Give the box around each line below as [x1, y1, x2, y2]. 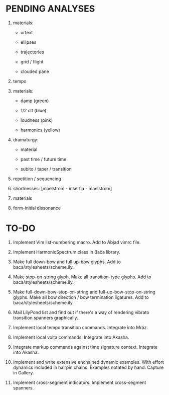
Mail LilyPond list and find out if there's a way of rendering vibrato [13, 309, 149, 315]
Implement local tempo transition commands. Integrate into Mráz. [13, 324, 148, 330]
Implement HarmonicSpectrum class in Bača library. [13, 249, 121, 255]
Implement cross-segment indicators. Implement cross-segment [13, 379, 146, 385]
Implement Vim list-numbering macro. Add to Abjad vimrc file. [13, 239, 141, 245]
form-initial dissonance [13, 205, 61, 211]
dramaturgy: [13, 136, 39, 142]
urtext [20, 29, 33, 35]
